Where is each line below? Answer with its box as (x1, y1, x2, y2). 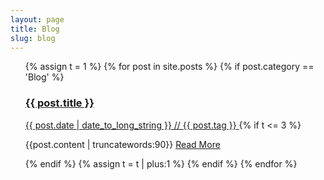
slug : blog (10, 33, 56, 43)
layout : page (10, 14, 65, 25)
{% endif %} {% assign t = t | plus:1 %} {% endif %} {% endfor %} (24, 157, 298, 170)
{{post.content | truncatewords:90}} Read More (24, 138, 221, 150)
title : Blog (10, 24, 60, 34)
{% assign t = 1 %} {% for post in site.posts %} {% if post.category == (24, 61, 315, 73)
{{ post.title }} (24, 96, 95, 110)
